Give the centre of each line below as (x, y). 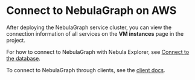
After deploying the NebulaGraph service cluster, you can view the (89, 27)
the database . (24, 58)
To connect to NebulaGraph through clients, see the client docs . (86, 70)
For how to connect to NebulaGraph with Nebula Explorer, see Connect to (98, 52)
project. (16, 40)
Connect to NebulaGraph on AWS (91, 11)
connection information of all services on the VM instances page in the (95, 33)
